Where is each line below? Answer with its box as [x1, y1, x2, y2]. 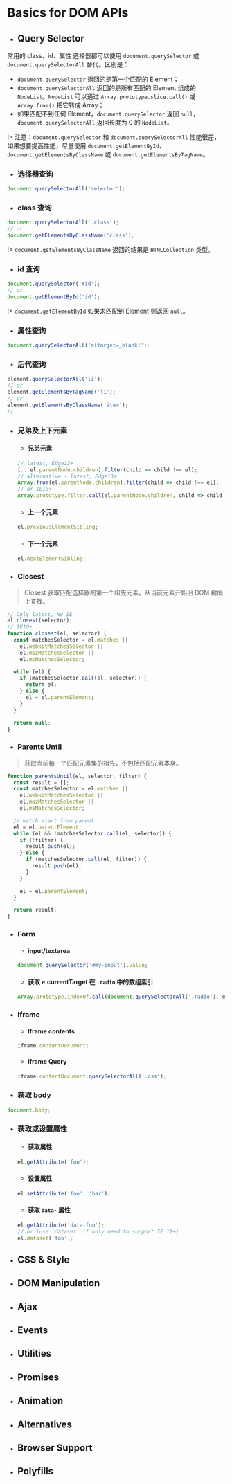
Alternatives [17, 1418, 73, 1430]
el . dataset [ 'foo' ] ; [17, 1234, 74, 1242]
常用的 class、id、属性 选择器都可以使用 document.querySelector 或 [7, 52, 199, 60]
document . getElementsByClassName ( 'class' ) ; [7, 232, 135, 239]
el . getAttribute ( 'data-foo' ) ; [17, 1222, 105, 1229]
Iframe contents [27, 1026, 75, 1035]
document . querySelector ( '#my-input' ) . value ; [17, 962, 148, 969]
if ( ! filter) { [19, 836, 64, 844]
